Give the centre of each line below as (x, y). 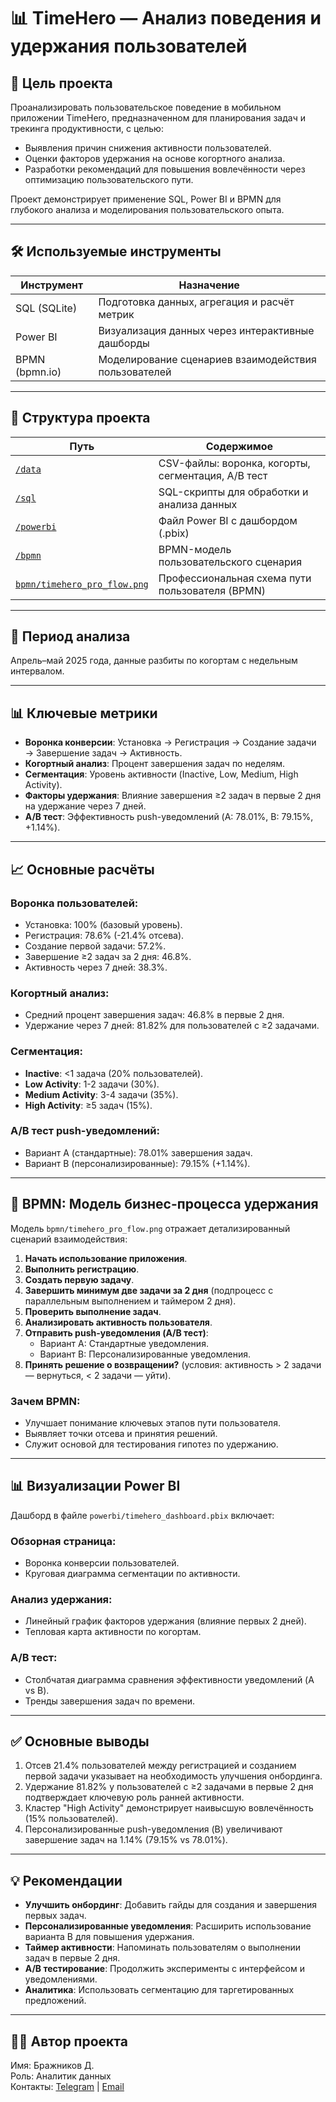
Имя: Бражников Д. (52, 2066)
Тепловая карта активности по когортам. (113, 1632)
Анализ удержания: (61, 1599)
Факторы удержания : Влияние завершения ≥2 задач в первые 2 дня (173, 796)
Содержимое (239, 446)
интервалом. (37, 671)
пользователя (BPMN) (212, 590)
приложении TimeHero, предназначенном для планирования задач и (158, 118)
